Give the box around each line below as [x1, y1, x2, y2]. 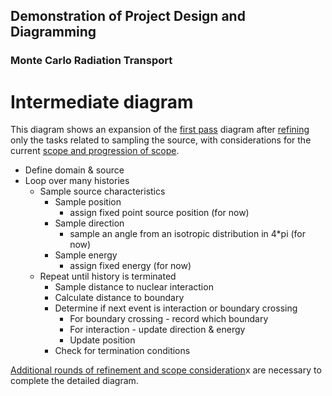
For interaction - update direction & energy [69, 324, 246, 336]
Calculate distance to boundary [54, 292, 185, 304]
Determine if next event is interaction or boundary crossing [54, 302, 298, 314]
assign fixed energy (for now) [69, 260, 192, 272]
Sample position [54, 196, 122, 208]
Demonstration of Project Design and [10, 8, 246, 25]
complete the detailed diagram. [10, 375, 139, 387]
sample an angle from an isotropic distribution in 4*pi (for [69, 228, 306, 240]
